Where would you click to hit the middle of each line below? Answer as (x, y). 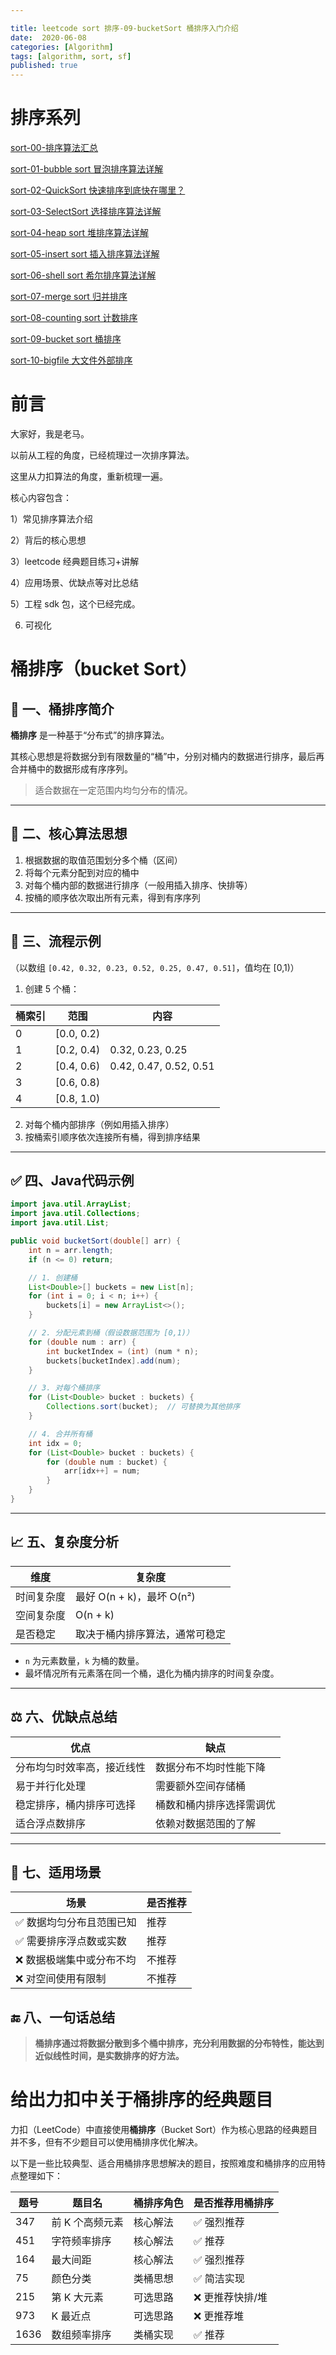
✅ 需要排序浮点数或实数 (71, 1941)
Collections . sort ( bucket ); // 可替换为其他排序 (143, 1407)
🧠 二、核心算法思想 (69, 834)
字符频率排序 (81, 2241)
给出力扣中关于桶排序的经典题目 (142, 2100)
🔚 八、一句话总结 (63, 2017)
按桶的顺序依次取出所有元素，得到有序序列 (112, 897)
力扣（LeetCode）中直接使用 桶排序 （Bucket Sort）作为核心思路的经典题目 (164, 2130)
